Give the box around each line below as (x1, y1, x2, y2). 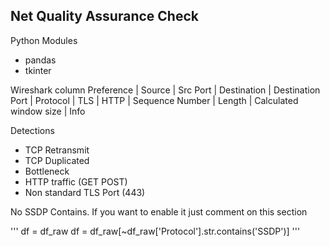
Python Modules (10, 34, 78, 46)
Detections (10, 124, 55, 136)
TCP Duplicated (24, 154, 90, 166)
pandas (24, 54, 57, 66)
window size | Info (10, 105, 86, 117)
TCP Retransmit (24, 144, 90, 156)
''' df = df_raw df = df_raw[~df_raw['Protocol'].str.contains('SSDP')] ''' (10, 225, 301, 237)
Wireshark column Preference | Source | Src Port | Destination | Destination (10, 84, 321, 96)
